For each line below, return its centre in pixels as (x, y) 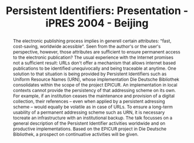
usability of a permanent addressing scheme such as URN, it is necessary (89, 112)
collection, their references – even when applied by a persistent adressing (89, 101)
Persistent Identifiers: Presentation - (97, 11)
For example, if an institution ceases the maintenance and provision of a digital (94, 96)
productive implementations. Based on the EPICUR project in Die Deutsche (90, 129)
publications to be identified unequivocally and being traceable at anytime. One (94, 68)
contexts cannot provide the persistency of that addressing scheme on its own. (94, 90)
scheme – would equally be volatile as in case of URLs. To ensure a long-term (93, 107)
